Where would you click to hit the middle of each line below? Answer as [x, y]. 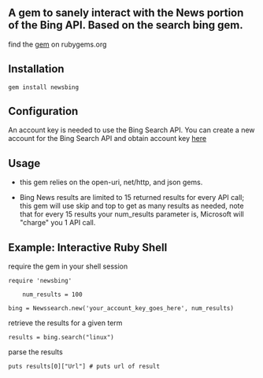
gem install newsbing [44, 87]
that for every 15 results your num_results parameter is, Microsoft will [131, 214]
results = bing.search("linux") [61, 338]
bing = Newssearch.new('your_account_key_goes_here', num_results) [121, 309]
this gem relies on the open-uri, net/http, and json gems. [111, 182]
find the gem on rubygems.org [57, 44]
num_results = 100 [52, 295]
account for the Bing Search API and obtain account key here [107, 139]
